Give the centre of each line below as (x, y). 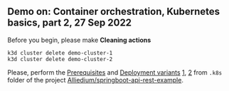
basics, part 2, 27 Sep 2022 (70, 23)
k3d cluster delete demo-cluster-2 (60, 59)
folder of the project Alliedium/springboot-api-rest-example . (95, 80)
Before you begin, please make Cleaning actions (79, 40)
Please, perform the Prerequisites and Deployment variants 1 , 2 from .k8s (115, 72)
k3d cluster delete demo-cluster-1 (60, 53)
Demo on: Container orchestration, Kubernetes (114, 12)
